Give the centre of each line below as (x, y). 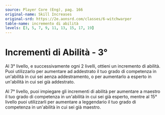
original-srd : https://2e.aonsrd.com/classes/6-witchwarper (69, 19)
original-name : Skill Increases (38, 14)
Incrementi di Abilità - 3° (56, 53)
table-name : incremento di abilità (42, 23)
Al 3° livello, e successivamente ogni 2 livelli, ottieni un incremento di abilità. (83, 66)
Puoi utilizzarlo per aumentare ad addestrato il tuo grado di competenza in (81, 72)
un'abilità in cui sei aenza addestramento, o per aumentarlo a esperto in (79, 77)
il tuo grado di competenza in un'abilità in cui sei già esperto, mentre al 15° (81, 97)
